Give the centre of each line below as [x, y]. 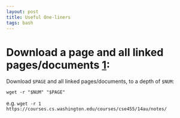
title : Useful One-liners [38, 17]
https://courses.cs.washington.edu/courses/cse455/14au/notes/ [87, 109]
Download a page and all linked [85, 52]
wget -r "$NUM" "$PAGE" [36, 92]
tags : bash [20, 23]
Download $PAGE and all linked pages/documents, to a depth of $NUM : [90, 82]
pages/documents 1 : [58, 65]
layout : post [22, 12]
